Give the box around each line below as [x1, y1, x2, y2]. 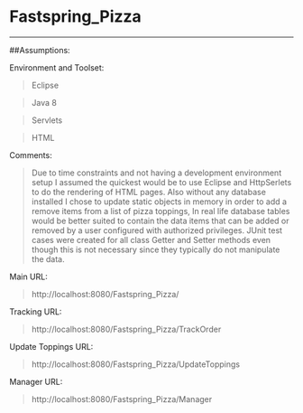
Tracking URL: [9, 305, 62, 317]
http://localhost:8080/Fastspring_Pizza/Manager [31, 393, 213, 404]
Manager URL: [9, 376, 63, 387]
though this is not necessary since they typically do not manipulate [31, 244, 280, 255]
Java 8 [31, 97, 57, 108]
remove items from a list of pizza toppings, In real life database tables [31, 205, 290, 216]
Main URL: [9, 271, 48, 282]
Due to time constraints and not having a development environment [31, 167, 282, 178]
